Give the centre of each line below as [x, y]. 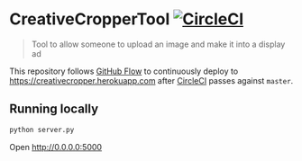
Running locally [54, 109]
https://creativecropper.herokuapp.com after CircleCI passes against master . [151, 80]
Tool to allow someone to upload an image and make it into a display [158, 44]
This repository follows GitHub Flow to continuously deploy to [124, 71]
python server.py [42, 130]
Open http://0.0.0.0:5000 [55, 147]
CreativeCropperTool [90, 19]
